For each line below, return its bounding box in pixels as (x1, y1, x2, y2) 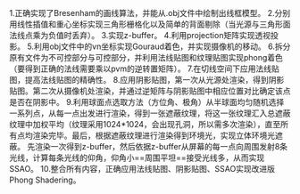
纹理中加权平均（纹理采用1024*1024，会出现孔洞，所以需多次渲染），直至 (9, 119, 281, 129)
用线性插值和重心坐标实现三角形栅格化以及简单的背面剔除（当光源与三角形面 (9, 19, 291, 29)
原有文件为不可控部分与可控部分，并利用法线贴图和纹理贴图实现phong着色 (9, 53, 284, 62)
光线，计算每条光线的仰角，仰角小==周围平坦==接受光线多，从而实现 (9, 152, 265, 163)
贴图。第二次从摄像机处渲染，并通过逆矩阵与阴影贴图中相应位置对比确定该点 (9, 85, 291, 96)
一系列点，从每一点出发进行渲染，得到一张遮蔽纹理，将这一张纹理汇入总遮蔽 (9, 108, 291, 118)
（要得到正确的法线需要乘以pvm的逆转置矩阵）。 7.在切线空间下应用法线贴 (9, 63, 279, 74)
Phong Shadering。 (9, 174, 81, 185)
